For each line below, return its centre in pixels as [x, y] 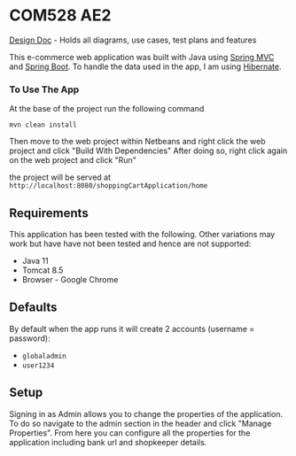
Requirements [49, 213]
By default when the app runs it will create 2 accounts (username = [132, 328]
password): [30, 338]
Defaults [33, 308]
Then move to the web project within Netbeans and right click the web [137, 142]
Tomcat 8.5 [43, 270]
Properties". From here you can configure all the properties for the [130, 433]
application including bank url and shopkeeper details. [108, 442]
